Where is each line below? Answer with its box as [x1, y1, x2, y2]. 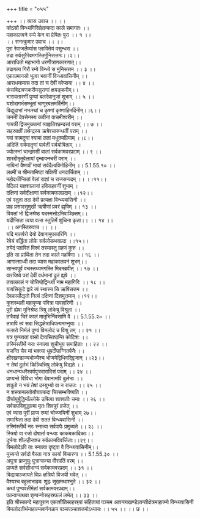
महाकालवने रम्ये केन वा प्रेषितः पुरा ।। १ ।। [6, 31, 92, 38]
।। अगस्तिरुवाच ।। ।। [6, 224, 57, 231]
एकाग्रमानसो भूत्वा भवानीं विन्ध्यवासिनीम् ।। [6, 73, 88, 79]
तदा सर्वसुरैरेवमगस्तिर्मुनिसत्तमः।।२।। [6, 52, 80, 59]
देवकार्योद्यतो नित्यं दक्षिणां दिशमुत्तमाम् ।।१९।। [6, 293, 98, 299]
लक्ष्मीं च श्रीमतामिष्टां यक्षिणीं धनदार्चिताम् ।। [6, 169, 89, 176]
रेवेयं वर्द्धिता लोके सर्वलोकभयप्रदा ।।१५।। [6, 238, 89, 244]
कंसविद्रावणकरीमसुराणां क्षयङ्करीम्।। [6, 86, 79, 93]
